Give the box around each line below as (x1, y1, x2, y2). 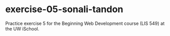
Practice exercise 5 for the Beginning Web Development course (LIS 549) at (5, 20, 165, 26)
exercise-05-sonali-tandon (5, 4, 124, 15)
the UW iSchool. (5, 25, 39, 31)
